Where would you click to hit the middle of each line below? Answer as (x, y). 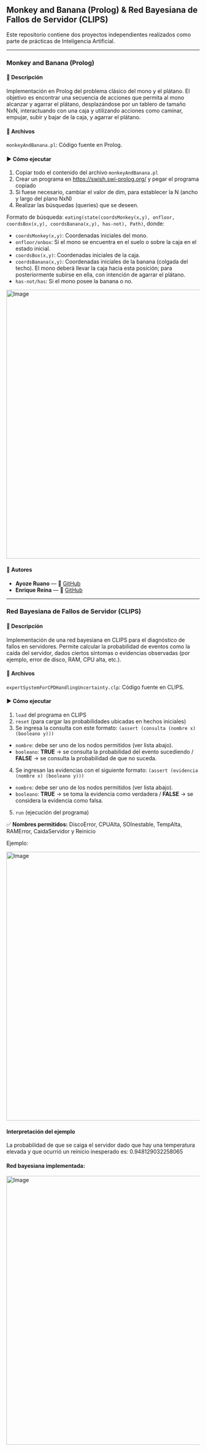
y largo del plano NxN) (44, 199)
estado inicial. (33, 249)
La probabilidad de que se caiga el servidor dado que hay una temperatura (101, 1145)
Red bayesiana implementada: (46, 1166)
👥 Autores (19, 569)
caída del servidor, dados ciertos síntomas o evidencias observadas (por (98, 653)
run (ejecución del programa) (52, 812)
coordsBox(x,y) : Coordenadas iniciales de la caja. (78, 255)
